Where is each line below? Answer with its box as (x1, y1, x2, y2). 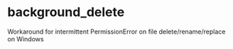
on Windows (7, 34, 44, 43)
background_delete (7, 4, 125, 20)
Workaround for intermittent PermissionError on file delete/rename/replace (7, 27, 226, 36)
